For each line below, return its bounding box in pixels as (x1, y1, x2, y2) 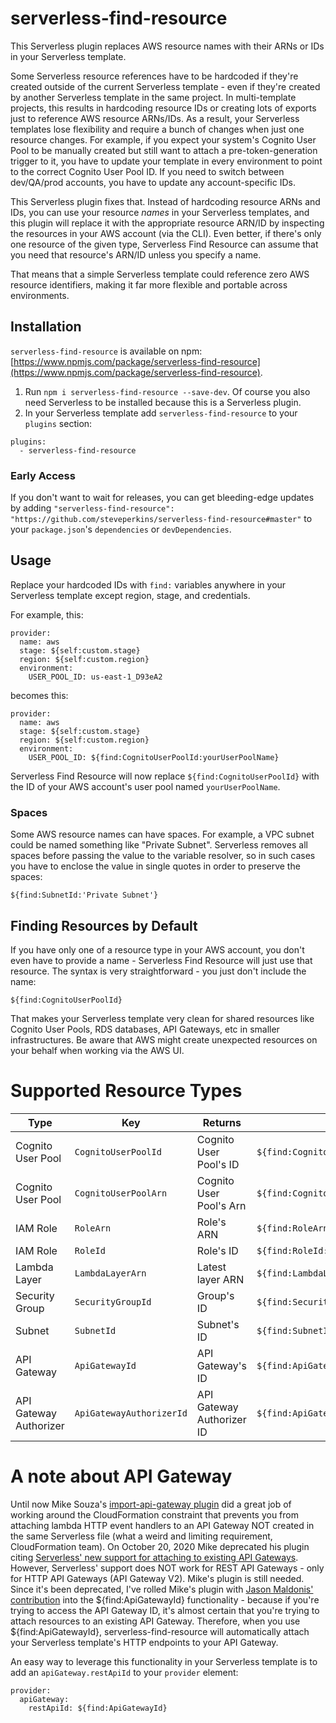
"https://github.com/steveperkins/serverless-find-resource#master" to (10, 513, 313, 525)
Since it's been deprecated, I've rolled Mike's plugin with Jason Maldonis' (10, 1583, 314, 1595)
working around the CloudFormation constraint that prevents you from (10, 1508, 299, 1521)
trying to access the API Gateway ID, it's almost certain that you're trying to (10, 1604, 320, 1616)
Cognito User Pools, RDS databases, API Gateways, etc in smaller (10, 1023, 280, 1035)
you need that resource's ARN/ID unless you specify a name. (10, 248, 262, 261)
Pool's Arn (196, 1198, 247, 1212)
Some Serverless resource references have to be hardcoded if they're (10, 70, 299, 82)
